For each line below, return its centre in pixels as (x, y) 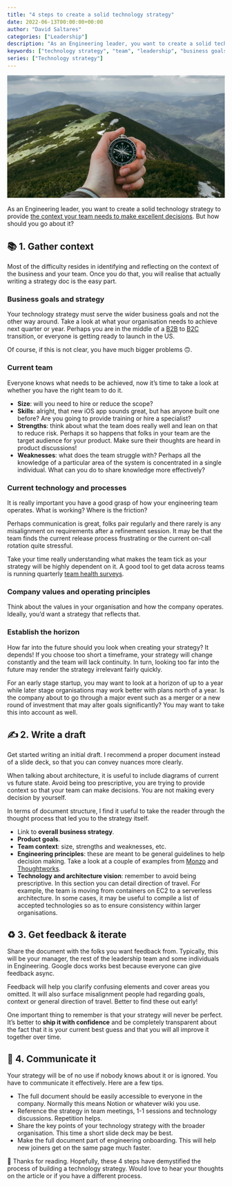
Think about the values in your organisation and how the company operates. (116, 607)
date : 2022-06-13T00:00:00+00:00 (55, 22)
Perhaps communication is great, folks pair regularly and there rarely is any (114, 524)
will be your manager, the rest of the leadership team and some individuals (113, 958)
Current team (30, 368)
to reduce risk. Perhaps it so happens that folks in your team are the (114, 433)
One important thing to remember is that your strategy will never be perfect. (115, 1015)
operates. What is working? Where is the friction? (77, 510)
